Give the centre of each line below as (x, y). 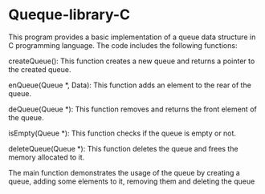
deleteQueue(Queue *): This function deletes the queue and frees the (123, 148)
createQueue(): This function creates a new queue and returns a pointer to (132, 61)
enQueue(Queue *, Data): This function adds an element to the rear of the (130, 85)
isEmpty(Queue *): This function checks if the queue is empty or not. (122, 133)
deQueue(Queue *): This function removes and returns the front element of (132, 109)
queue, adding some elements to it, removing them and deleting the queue (132, 181)
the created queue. (40, 69)
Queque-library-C (69, 15)
